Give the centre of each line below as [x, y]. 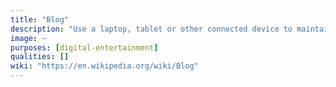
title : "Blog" [40, 19]
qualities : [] [40, 57]
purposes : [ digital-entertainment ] [84, 47]
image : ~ [28, 38]
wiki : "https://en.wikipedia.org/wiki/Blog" [104, 66]
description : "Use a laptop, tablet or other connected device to [151, 29]
